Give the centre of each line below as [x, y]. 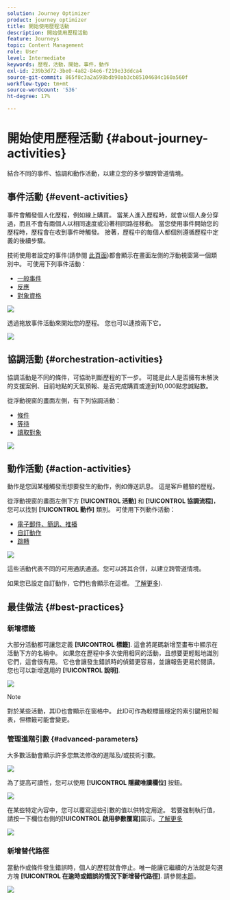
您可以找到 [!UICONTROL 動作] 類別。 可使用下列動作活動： [91, 510]
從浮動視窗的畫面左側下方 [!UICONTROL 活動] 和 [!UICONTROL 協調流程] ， [113, 501]
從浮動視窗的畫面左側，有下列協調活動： [64, 400]
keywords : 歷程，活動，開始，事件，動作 [58, 64]
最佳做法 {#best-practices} [66, 607]
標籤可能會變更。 [49, 720]
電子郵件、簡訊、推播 [47, 524]
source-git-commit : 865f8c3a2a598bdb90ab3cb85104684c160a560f [98, 77]
